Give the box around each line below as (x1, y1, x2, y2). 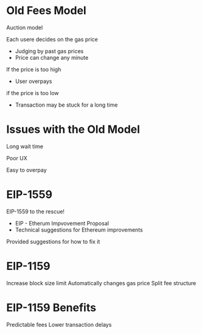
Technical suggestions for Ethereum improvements (15, 226, 143, 233)
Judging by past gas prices (15, 47, 84, 55)
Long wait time (6, 143, 44, 150)
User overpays (15, 77, 52, 85)
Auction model (6, 24, 43, 31)
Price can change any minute (15, 54, 89, 61)
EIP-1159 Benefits (6, 300, 96, 314)
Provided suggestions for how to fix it (6, 238, 100, 245)
